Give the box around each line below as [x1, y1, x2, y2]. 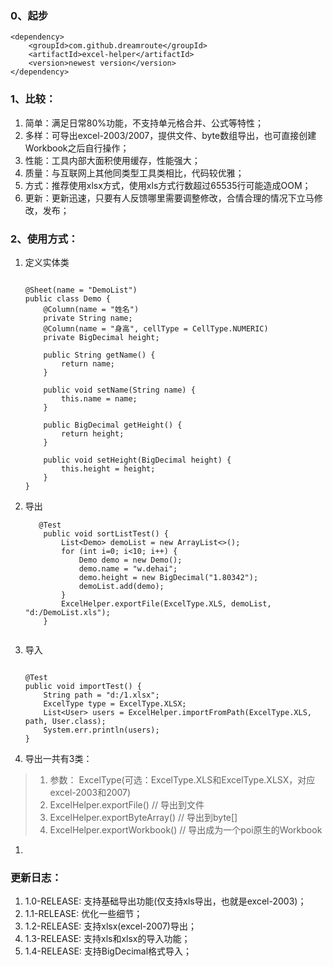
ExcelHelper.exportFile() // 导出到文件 [49, 798, 205, 811]
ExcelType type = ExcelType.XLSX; [43, 698, 187, 709]
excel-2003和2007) [49, 786, 132, 798]
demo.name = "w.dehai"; [78, 563, 178, 574]
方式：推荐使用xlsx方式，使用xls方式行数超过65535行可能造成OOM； [24, 179, 312, 191]
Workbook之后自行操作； [24, 142, 130, 154]
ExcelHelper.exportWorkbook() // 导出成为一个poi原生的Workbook [49, 823, 323, 836]
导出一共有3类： [24, 752, 93, 764]
